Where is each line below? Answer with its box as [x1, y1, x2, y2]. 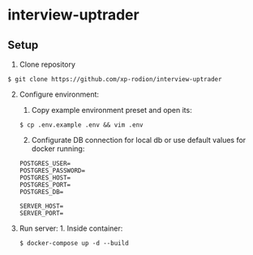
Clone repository [19, 59, 76, 69]
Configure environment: [19, 89, 99, 99]
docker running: [31, 144, 85, 153]
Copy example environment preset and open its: [31, 106, 192, 115]
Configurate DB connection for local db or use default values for [31, 136, 247, 145]
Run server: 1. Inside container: [19, 223, 123, 233]
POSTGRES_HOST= [19, 174, 71, 182]
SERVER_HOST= [19, 202, 64, 210]
